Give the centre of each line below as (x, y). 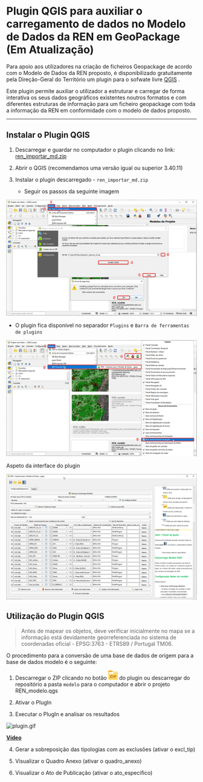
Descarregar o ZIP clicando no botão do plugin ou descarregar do (102, 678)
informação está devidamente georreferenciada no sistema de (98, 637)
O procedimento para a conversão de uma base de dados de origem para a (100, 655)
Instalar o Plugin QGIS (48, 135)
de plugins (29, 332)
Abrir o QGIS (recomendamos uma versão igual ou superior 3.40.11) (99, 168)
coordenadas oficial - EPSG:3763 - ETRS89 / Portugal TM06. (97, 643)
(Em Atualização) (50, 50)
